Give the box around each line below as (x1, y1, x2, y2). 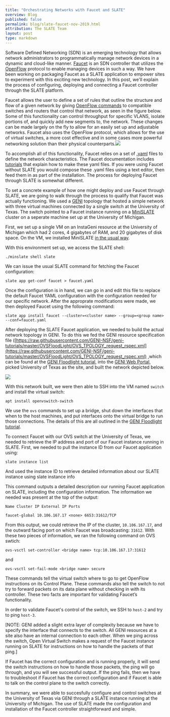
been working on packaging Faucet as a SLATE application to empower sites (5, 71, 165, 77)
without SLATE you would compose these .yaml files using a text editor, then (5, 167, 164, 173)
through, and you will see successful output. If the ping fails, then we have (5, 669, 160, 675)
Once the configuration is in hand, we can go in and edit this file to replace (5, 287, 161, 293)
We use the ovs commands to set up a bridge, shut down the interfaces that (5, 407, 163, 413)
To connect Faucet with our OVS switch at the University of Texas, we (5, 433, 151, 440)
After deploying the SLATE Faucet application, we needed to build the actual (5, 326, 164, 332)
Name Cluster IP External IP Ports (5, 504, 80, 509)
